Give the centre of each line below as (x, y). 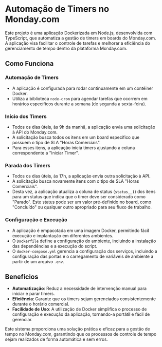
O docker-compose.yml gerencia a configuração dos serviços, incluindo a (85, 251)
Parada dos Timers (28, 165)
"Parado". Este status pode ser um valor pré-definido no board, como (82, 202)
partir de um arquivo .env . (38, 261)
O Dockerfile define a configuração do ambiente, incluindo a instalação (84, 241)
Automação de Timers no (57, 9)
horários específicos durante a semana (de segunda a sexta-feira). (79, 104)
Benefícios (22, 277)
